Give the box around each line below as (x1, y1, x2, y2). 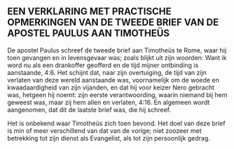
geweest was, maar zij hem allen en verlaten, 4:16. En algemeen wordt (7, 98, 210, 106)
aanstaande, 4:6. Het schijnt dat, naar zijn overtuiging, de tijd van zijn (7, 68, 207, 76)
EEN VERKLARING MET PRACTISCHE (7, 6, 172, 17)
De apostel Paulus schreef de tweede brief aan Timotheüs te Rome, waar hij (7, 45, 227, 55)
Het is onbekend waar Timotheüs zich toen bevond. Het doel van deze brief (7, 119, 226, 127)
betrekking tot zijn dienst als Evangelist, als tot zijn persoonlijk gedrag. (7, 134, 210, 142)
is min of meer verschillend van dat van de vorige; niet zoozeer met (7, 126, 202, 135)
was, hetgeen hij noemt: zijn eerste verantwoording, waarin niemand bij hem (7, 90, 228, 99)
